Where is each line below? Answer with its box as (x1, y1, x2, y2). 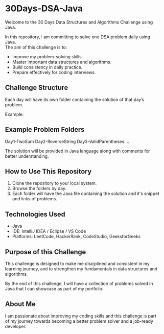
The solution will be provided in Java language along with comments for (5, 148, 150, 154)
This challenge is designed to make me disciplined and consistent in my (5, 261, 150, 266)
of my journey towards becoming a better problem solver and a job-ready (5, 318, 153, 324)
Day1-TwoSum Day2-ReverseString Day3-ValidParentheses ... (5, 138, 130, 144)
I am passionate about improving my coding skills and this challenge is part (5, 313, 157, 319)
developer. (5, 323, 27, 329)
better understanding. (5, 153, 49, 159)
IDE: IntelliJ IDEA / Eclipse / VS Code (12, 228, 86, 234)
